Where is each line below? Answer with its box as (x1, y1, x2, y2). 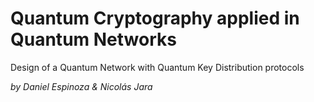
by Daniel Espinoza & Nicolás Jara (10, 80, 153, 92)
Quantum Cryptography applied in (10, 7, 300, 30)
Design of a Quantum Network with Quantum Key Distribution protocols (10, 61, 305, 73)
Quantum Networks (10, 28, 177, 51)
